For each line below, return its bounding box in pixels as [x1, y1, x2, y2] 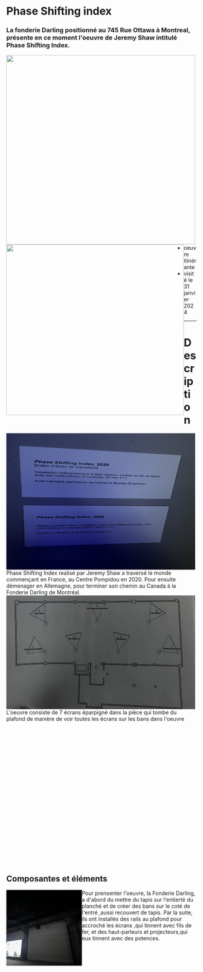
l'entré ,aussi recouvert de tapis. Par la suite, [82, 909, 193, 916]
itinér [184, 257, 197, 264]
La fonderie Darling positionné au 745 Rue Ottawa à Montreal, [6, 26, 190, 35]
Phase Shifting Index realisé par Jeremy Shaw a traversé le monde [6, 569, 172, 577]
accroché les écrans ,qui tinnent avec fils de [82, 922, 192, 929]
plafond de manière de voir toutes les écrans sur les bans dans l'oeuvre [6, 716, 184, 723]
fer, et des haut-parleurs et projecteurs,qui [82, 928, 188, 936]
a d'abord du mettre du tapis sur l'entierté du [82, 896, 193, 903]
